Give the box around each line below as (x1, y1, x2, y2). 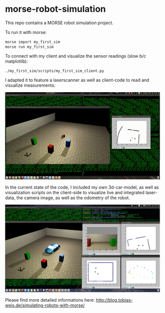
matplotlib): (5, 58, 28, 64)
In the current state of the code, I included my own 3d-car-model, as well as (5, 184, 159, 190)
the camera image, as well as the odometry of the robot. (16, 195, 130, 201)
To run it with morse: (5, 29, 47, 35)
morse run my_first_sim (5, 44, 54, 49)
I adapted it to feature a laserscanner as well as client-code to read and (5, 77, 150, 83)
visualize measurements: (5, 82, 55, 88)
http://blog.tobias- (95, 297, 133, 303)
